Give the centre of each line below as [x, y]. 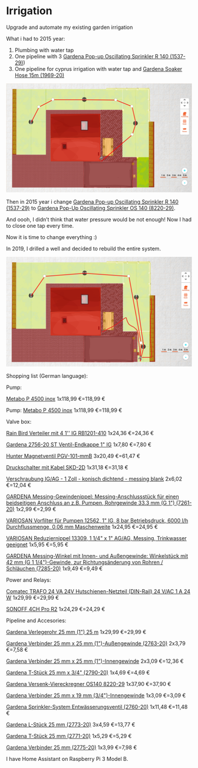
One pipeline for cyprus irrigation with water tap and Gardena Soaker [98, 68]
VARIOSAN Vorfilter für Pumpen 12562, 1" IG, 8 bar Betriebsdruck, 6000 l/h [97, 520]
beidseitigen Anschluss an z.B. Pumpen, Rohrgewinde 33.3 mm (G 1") [90, 502]
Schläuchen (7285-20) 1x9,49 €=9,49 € [55, 568]
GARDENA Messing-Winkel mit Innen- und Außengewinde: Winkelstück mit [97, 555]
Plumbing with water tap [44, 50]
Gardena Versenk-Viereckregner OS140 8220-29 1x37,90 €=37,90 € [89, 684]
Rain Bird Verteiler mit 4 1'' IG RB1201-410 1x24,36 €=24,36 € [80, 433]
